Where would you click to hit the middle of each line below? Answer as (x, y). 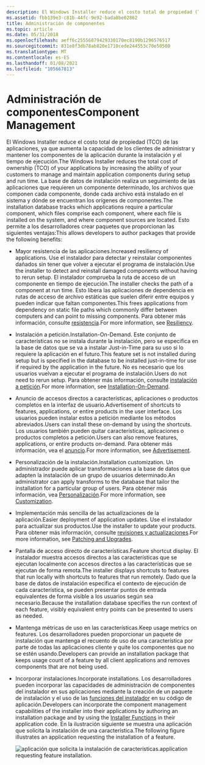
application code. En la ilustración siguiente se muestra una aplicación (103, 724)
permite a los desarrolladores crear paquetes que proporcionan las (91, 226)
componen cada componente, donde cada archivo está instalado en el (95, 194)
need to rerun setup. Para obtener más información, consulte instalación (106, 380)
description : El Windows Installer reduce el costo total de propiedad (99, 12)
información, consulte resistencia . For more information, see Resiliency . (104, 323)
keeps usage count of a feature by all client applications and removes (103, 660)
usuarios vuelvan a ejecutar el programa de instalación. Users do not (101, 374)
